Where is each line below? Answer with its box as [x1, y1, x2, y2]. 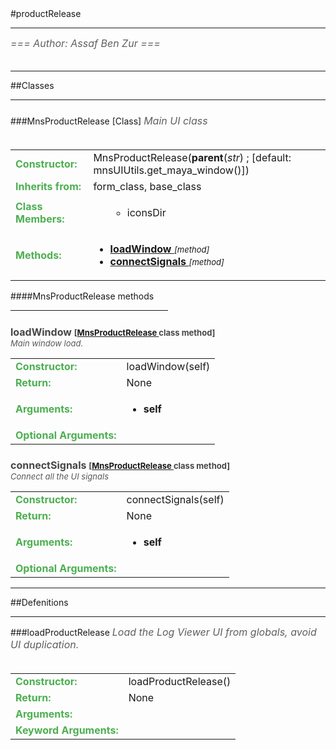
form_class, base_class [93, 180, 202, 194]
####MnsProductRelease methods [10, 290, 155, 302]
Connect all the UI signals [10, 471, 109, 482]
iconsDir [126, 206, 167, 220]
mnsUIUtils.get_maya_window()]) [93, 163, 250, 177]
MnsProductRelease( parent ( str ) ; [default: [93, 151, 292, 165]
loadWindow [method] [109, 242, 210, 256]
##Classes [10, 80, 55, 91]
